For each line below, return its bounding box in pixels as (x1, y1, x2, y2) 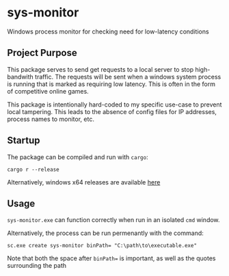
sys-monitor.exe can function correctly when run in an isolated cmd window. (7, 216, 220, 224)
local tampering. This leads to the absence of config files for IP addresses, (7, 107, 217, 115)
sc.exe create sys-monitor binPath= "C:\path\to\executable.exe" (7, 243, 197, 249)
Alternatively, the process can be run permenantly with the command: (7, 229, 204, 237)
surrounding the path (7, 262, 67, 270)
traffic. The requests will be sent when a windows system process (35, 72, 221, 81)
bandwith (7, 72, 34, 81)
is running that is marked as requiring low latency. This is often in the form (7, 80, 215, 88)
